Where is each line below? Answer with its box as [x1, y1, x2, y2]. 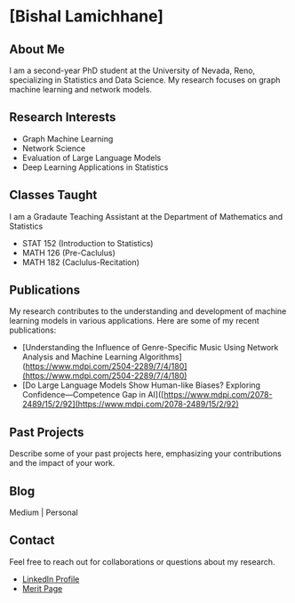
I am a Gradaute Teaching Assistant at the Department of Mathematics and [9, 211, 283, 221]
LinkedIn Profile [21, 574, 80, 584]
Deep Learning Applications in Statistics [21, 162, 169, 173]
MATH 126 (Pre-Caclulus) [21, 247, 116, 258]
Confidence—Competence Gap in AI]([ [21, 390, 164, 400]
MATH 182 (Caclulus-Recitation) [21, 256, 140, 268]
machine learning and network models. [9, 84, 153, 94]
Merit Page [21, 583, 63, 593]
